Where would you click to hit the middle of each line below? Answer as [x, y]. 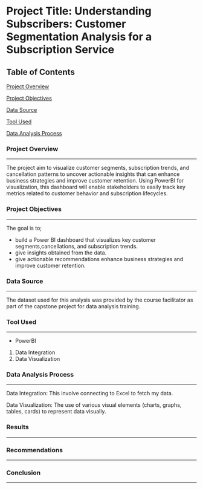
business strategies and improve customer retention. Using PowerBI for [95, 181]
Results [18, 427]
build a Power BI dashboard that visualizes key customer [85, 239]
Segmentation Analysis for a [79, 37]
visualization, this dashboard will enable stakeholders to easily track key [96, 187]
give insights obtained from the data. [61, 253]
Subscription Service [60, 50]
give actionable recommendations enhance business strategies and [99, 259]
